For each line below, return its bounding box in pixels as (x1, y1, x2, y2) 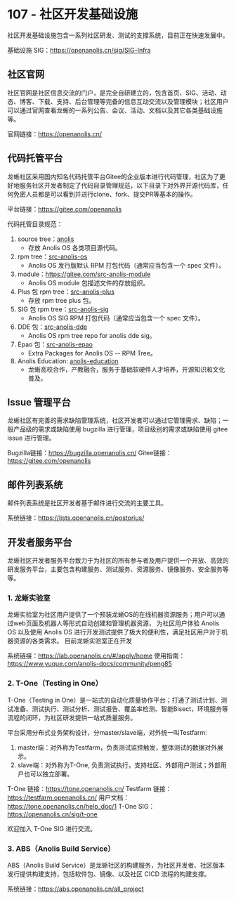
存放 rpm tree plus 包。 (27, 296, 96, 304)
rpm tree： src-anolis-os (17, 252, 88, 261)
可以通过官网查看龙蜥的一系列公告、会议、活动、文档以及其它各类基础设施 (7, 106, 223, 115)
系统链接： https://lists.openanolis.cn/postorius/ (7, 514, 145, 522)
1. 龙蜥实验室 (7, 593, 51, 603)
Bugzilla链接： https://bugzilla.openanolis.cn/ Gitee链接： (7, 449, 172, 457)
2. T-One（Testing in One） (7, 679, 103, 689)
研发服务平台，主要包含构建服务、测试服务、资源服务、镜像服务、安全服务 (7, 565, 223, 573)
